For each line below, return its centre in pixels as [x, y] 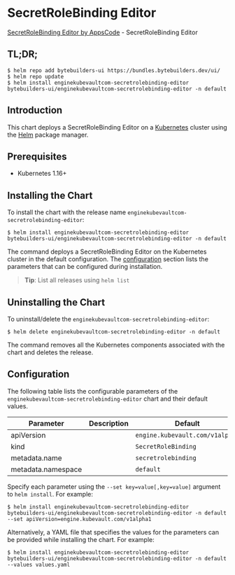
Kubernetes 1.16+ [42, 174]
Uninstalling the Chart [56, 302]
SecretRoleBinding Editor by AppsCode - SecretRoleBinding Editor [102, 32]
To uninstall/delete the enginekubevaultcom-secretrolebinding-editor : [108, 319]
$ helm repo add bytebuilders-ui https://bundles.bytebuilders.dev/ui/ [114, 70]
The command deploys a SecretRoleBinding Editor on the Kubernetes [107, 252]
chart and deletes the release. [50, 352]
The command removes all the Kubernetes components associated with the [116, 345]
